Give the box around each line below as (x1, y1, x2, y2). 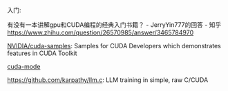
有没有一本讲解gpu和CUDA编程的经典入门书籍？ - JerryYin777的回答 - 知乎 (7, 21, 222, 29)
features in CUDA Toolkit (7, 49, 77, 57)
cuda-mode (7, 63, 41, 70)
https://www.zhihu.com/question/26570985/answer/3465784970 (7, 28, 194, 37)
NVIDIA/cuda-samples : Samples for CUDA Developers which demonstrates (7, 42, 221, 50)
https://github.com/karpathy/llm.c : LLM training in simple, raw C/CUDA (7, 76, 209, 84)
